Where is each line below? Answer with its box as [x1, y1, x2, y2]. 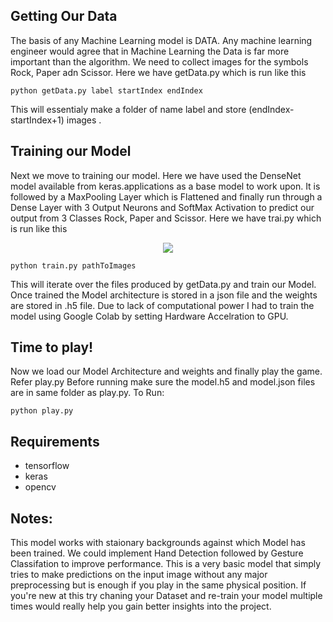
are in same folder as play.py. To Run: [10, 387, 165, 399]
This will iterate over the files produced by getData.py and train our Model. [10, 278, 317, 290]
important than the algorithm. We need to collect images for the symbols [10, 55, 309, 68]
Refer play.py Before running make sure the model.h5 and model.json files [10, 376, 316, 388]
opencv [24, 481, 57, 493]
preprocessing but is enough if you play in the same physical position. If [10, 579, 307, 591]
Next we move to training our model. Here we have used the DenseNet [10, 169, 302, 181]
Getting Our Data [10, 8, 118, 25]
